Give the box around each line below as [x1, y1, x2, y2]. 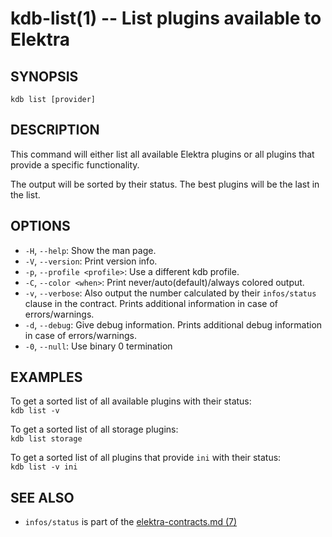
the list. [10, 188, 41, 201]
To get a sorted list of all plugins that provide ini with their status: [10, 452, 282, 464]
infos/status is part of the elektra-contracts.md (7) [24, 516, 238, 528]
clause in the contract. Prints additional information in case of [24, 297, 278, 309]
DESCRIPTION [10, 122, 100, 139]
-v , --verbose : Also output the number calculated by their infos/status [24, 287, 317, 299]
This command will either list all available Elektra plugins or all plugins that [10, 148, 315, 160]
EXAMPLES [10, 369, 83, 386]
